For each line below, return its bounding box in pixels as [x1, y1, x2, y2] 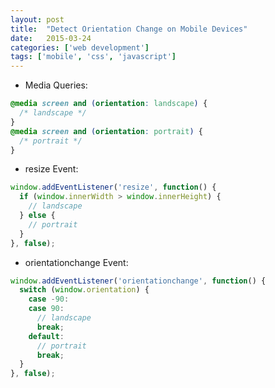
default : [28, 331, 65, 341]
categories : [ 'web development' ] [10, 42, 150, 53]
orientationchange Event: [24, 256, 129, 268]
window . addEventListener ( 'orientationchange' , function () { [10, 276, 267, 286]
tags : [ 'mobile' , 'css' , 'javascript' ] [10, 52, 177, 62]
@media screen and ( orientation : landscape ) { [10, 99, 208, 109]
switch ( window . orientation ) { [19, 285, 150, 295]
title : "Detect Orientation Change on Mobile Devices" [10, 24, 248, 34]
